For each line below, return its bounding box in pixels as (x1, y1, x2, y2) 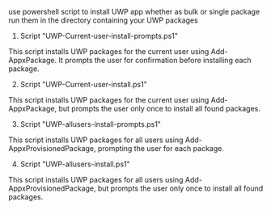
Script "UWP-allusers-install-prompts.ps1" (19, 120, 162, 128)
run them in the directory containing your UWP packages (8, 15, 198, 25)
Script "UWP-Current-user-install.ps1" (19, 80, 147, 89)
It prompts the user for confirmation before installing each (58, 56, 252, 65)
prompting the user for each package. (97, 144, 224, 153)
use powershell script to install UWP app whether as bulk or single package (8, 7, 260, 16)
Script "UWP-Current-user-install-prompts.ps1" (19, 31, 179, 40)
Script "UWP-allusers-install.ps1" (19, 159, 131, 169)
